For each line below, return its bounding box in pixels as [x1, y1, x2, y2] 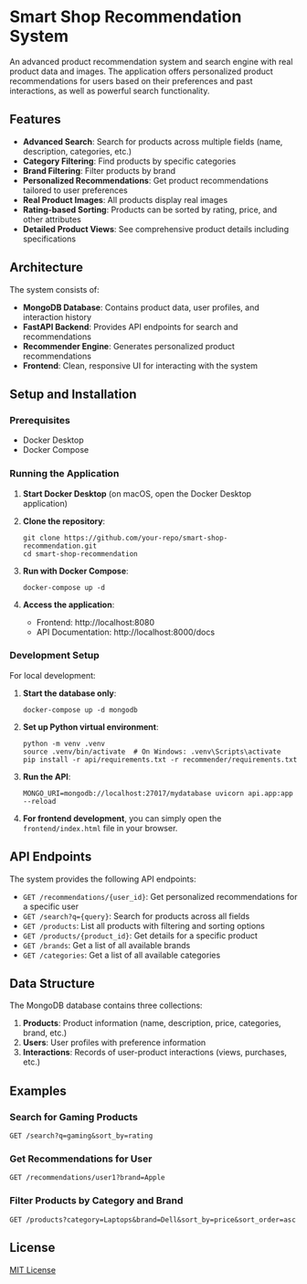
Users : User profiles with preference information [22, 1037, 206, 1048]
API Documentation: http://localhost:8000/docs [36, 626, 216, 637]
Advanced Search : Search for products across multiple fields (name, [22, 135, 283, 147]
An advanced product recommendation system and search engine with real [9, 56, 293, 67]
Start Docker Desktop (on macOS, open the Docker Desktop [22, 487, 252, 499]
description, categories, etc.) [22, 145, 132, 156]
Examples [9, 1083, 67, 1098]
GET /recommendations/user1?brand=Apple [9, 1173, 166, 1182]
